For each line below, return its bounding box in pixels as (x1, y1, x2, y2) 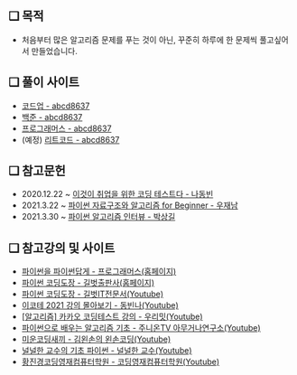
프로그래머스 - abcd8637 (21, 123, 112, 134)
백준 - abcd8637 (21, 111, 83, 122)
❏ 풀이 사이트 (8, 75, 80, 90)
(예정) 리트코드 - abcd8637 (21, 134, 120, 145)
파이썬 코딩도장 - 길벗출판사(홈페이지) (21, 277, 155, 288)
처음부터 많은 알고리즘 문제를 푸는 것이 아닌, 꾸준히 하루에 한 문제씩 (21, 34, 258, 45)
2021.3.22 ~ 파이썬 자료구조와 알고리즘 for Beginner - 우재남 (21, 200, 238, 211)
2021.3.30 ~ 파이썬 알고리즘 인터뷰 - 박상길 (21, 211, 176, 222)
